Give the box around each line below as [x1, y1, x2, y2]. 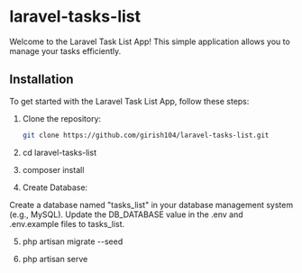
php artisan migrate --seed [22, 236, 124, 247]
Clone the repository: [22, 113, 102, 123]
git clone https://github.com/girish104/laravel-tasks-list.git [22, 131, 270, 140]
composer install [22, 164, 85, 175]
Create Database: [22, 182, 88, 193]
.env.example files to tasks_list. [9, 218, 125, 229]
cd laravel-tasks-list [22, 147, 97, 158]
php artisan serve [22, 253, 88, 264]
